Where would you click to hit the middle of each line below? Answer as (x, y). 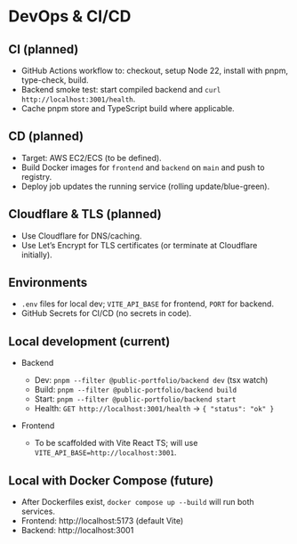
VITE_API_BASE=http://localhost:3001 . (105, 452)
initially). (36, 255)
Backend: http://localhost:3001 (77, 531)
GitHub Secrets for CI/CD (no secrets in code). (106, 313)
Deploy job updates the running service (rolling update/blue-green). (145, 186)
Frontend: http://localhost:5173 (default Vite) (102, 521)
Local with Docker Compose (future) (111, 480)
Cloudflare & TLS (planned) (85, 214)
